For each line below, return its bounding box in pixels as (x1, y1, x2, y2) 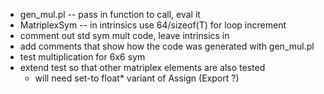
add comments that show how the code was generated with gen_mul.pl (19, 40, 315, 52)
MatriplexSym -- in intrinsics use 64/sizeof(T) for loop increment (19, 19, 287, 31)
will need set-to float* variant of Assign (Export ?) (34, 72, 240, 84)
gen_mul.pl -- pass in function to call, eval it (19, 9, 201, 20)
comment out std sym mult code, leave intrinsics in (19, 30, 230, 41)
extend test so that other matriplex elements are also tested (19, 62, 266, 73)
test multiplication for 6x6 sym (19, 51, 146, 63)
